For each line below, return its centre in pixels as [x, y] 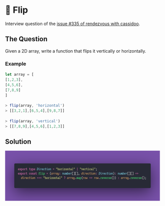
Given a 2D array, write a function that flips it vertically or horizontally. [76, 51]
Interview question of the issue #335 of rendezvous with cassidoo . [73, 24]
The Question [26, 39]
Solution [18, 142]
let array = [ [20, 75]
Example [16, 63]
